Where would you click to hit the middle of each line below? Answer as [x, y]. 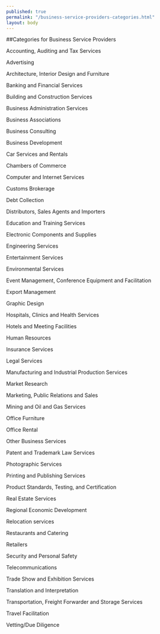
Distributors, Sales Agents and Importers [56, 212]
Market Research [27, 384]
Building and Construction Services [49, 97]
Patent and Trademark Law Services [50, 453]
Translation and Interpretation [42, 591]
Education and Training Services [46, 223]
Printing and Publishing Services [46, 476]
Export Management [31, 292]
